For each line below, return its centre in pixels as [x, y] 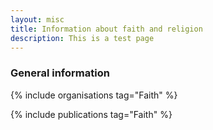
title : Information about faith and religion [106, 29]
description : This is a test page [82, 38]
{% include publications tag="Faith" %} [91, 114]
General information [60, 73]
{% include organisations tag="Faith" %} [94, 95]
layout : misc [37, 19]
